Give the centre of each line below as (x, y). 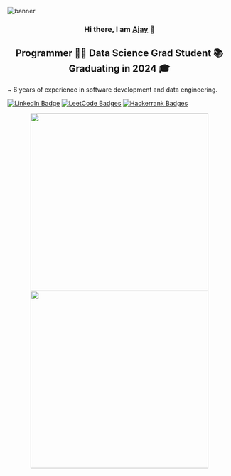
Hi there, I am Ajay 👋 (119, 29)
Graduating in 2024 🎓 (119, 69)
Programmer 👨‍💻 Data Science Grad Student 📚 (119, 53)
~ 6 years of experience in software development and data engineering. (113, 90)
